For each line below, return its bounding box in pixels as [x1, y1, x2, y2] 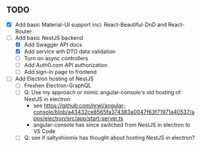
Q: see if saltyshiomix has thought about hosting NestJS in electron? [24, 134, 195, 142]
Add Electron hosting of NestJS [15, 75, 94, 82]
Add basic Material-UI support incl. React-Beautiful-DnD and [15, 21, 167, 28]
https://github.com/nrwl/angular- [44, 102, 126, 109]
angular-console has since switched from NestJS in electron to [33, 121, 191, 129]
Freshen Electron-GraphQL [24, 82, 92, 90]
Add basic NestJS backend [15, 34, 84, 41]
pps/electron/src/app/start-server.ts [33, 115, 124, 122]
